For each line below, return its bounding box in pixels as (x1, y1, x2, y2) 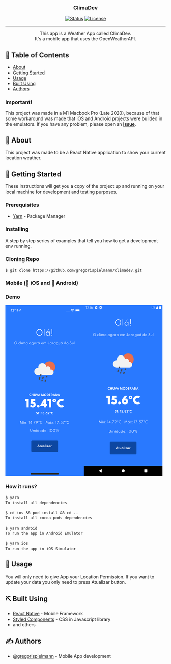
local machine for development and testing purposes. (5, 188, 118, 195)
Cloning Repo (5, 255, 40, 263)
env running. (5, 243, 32, 249)
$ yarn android (5, 526, 38, 531)
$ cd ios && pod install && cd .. (5, 510, 79, 516)
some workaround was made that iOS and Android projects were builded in (5, 115, 163, 122)
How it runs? (5, 483, 37, 490)
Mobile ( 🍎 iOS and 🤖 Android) (5, 279, 79, 287)
